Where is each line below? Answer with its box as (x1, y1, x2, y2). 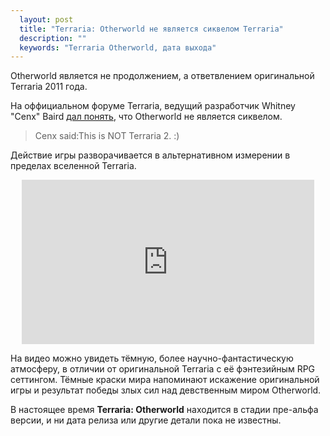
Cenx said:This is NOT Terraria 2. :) (34, 130, 180, 142)
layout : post (19, 14, 74, 25)
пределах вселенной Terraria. (10, 160, 137, 172)
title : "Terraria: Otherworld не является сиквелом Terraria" (19, 24, 284, 34)
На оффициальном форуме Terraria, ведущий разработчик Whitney (10, 100, 296, 112)
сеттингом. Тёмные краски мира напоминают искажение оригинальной (10, 374, 320, 386)
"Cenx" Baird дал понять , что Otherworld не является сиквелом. (10, 111, 283, 123)
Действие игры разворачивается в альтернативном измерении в (10, 149, 291, 161)
